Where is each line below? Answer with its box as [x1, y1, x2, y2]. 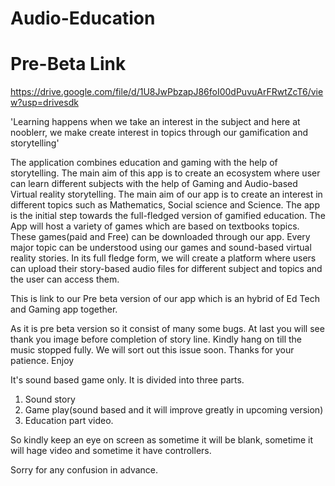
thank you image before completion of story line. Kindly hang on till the [10, 333, 303, 346]
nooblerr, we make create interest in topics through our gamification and [10, 127, 308, 139]
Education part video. [24, 415, 114, 427]
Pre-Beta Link [10, 53, 127, 76]
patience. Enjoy [10, 355, 75, 367]
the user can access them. [10, 273, 120, 286]
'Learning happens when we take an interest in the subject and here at [10, 116, 301, 128]
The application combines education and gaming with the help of [10, 157, 278, 169]
